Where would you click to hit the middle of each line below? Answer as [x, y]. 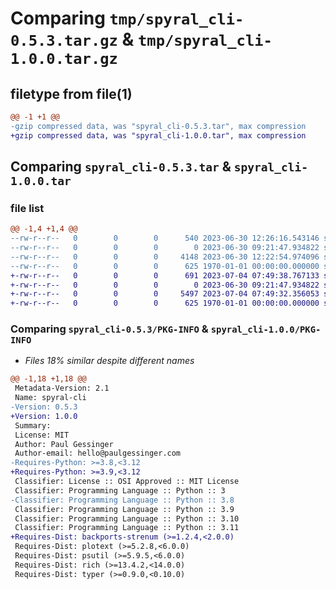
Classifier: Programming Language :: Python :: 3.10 [127, 518]
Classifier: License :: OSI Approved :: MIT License [127, 482]
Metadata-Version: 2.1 [62, 388]
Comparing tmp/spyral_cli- [127, 18]
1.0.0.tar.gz [64, 59]
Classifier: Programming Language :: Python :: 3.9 [124, 509]
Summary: [33, 425]
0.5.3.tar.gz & [72, 39]
